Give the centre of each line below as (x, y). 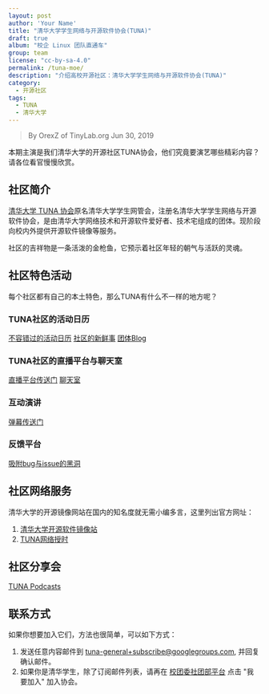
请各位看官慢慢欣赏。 (43, 162)
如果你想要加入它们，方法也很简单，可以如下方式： (92, 635)
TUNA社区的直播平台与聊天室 (65, 360)
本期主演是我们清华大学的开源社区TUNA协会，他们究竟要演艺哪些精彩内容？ (134, 152)
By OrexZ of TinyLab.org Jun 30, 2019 (91, 136)
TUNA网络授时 (44, 539)
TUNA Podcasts (35, 586)
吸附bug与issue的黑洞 (45, 463)
